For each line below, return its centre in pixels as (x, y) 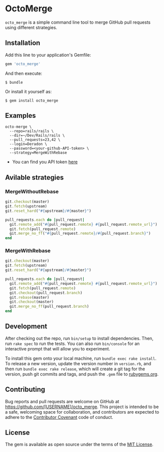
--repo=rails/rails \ (32, 131)
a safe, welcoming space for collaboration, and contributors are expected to (82, 412)
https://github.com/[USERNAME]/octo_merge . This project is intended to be (82, 407)
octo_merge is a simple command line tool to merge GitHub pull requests (78, 22)
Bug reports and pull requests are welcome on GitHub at (62, 401)
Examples (20, 116)
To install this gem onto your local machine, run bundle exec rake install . (81, 358)
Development (26, 327)
